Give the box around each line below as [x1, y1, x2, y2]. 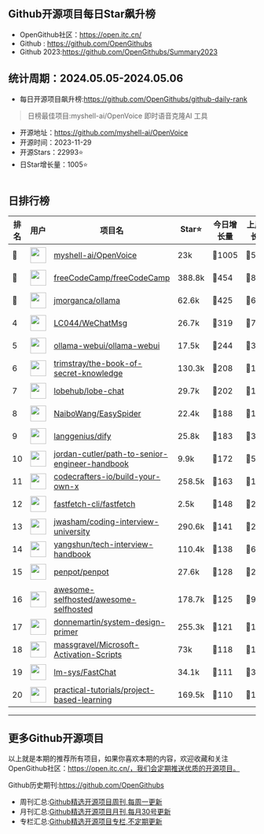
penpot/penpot [53, 566, 109, 578]
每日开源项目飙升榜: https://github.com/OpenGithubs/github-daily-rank [19, 94, 247, 104]
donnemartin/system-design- [53, 617, 166, 628]
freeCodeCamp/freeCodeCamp [53, 272, 170, 283]
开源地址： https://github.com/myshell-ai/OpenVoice [19, 127, 189, 137]
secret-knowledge [53, 368, 123, 379]
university [53, 526, 90, 537]
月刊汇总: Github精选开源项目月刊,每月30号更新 [19, 807, 171, 817]
